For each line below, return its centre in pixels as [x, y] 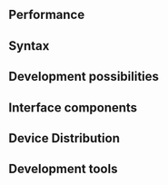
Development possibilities [84, 77]
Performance [47, 15]
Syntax [29, 46]
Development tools [63, 169]
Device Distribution [64, 138]
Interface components [73, 107]
